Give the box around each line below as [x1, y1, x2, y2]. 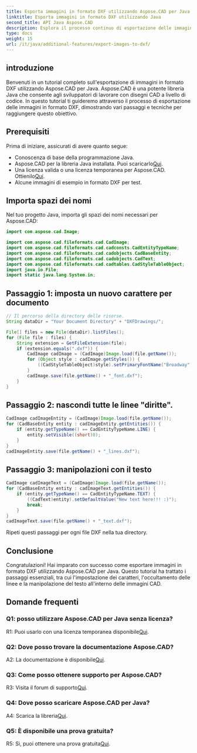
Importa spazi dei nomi [6, 195, 92, 205]
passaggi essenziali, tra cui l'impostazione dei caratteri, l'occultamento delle [6, 574, 191, 581]
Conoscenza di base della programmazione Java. [14, 154, 135, 161]
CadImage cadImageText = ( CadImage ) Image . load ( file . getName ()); [6, 480, 167, 486]
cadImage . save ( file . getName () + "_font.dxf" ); [27, 373, 143, 379]
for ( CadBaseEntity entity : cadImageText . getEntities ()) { [6, 485, 157, 492]
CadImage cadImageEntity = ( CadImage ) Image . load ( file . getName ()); [6, 416, 172, 421]
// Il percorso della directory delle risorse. [6, 313, 125, 319]
